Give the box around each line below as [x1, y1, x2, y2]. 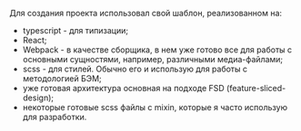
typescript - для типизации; [22, 25, 129, 35]
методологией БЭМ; [22, 73, 102, 84]
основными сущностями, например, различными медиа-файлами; [22, 54, 284, 64]
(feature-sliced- [226, 83, 286, 93]
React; [22, 35, 47, 45]
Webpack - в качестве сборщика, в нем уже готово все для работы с [22, 44, 293, 55]
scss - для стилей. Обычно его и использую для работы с [22, 63, 248, 74]
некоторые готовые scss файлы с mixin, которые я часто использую [22, 102, 288, 112]
